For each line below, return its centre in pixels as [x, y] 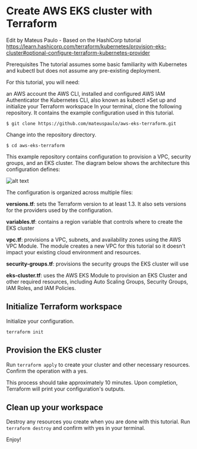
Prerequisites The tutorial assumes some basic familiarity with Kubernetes [97, 64]
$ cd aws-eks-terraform [36, 145]
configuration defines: [33, 169]
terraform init [25, 332]
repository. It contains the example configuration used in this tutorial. [90, 113]
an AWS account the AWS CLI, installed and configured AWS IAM [86, 93]
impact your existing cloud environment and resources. [74, 252]
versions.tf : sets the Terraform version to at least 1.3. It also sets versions [96, 204]
